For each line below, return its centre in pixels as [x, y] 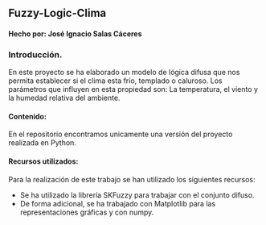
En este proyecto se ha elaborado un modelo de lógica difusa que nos [124, 73]
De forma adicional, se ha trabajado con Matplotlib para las [118, 203]
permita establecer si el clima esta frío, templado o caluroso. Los [115, 81]
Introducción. [35, 54]
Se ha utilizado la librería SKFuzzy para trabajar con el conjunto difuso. [137, 195]
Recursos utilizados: [43, 161]
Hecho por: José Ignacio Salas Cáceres [75, 33]
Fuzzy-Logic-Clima [57, 13]
